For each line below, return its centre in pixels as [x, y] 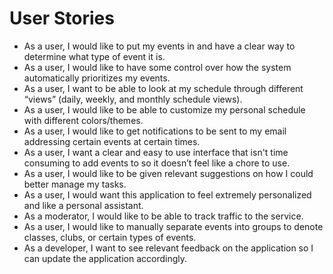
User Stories [62, 18]
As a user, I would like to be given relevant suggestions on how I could [168, 173]
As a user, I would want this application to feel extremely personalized [167, 194]
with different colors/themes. [83, 120]
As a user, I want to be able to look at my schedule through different [163, 88]
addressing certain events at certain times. [112, 141]
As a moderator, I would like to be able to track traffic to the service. [163, 216]
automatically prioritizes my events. [97, 78]
